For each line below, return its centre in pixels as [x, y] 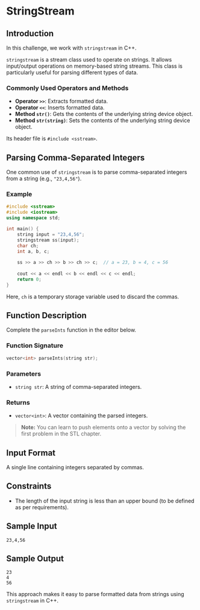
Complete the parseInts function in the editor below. [71, 330]
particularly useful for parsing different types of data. [72, 72]
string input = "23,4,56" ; [51, 234]
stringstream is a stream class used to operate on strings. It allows [89, 59]
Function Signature [35, 345]
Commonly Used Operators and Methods [67, 88]
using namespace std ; [33, 218]
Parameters [23, 374]
